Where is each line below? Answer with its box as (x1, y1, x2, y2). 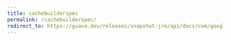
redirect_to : (7, 22, 45, 29)
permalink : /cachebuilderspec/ (7, 16, 97, 23)
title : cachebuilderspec (7, 9, 78, 17)
